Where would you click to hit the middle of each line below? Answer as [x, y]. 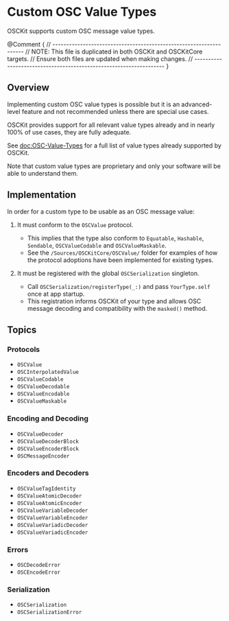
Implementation [42, 195]
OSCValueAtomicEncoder [49, 503]
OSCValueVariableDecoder [52, 511]
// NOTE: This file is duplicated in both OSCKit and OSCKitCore [114, 51]
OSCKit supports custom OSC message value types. [81, 31]
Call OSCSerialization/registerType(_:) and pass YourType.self [119, 286]
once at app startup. [56, 294]
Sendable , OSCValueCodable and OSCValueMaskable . [97, 245]
